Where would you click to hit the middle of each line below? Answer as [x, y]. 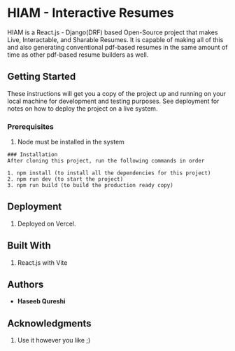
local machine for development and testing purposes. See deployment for [113, 101]
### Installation [33, 155]
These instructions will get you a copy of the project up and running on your [116, 93]
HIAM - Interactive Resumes [91, 13]
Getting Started [42, 77]
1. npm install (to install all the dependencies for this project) [109, 173]
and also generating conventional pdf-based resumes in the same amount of [117, 47]
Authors [26, 285]
